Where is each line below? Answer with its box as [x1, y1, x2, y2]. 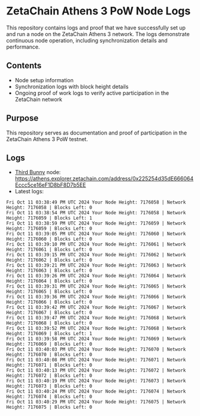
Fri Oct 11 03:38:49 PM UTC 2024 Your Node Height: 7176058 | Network [6, 199, 186, 205]
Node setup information [14, 76, 74, 83]
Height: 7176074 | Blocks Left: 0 [6, 394, 93, 400]
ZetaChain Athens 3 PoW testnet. [6, 135, 88, 142]
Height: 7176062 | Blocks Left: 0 [6, 257, 93, 264]
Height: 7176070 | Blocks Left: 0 [6, 352, 93, 358]
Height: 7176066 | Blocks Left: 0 [6, 299, 93, 306]
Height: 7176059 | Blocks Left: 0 [6, 226, 93, 232]
